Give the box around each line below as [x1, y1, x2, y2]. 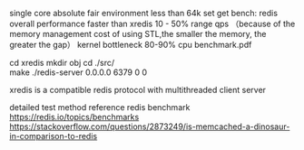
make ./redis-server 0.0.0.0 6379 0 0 [9, 67, 148, 78]
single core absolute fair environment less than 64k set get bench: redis [9, 8, 279, 18]
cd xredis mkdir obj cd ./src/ [9, 58, 115, 68]
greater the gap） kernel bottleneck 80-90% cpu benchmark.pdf [9, 40, 252, 50]
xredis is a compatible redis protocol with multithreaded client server [9, 85, 266, 95]
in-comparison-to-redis [9, 131, 98, 141]
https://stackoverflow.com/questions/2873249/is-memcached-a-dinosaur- [9, 121, 290, 132]
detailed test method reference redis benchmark [9, 102, 191, 112]
